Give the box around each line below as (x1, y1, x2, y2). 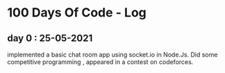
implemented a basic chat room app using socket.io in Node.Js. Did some (7, 50, 218, 59)
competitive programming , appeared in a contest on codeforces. (7, 58, 194, 66)
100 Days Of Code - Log (7, 5, 147, 21)
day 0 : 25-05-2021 (7, 32, 93, 44)
